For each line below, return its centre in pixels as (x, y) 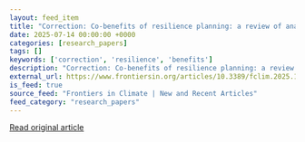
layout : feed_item (44, 18)
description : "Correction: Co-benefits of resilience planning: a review (152, 69)
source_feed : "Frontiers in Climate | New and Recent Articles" (133, 93)
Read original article (47, 128)
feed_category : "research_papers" (75, 102)
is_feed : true (36, 85)
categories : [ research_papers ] (69, 43)
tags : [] (26, 52)
